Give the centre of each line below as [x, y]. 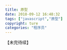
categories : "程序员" [26, 28]
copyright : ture [22, 23]
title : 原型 [16, 10]
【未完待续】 [18, 43]
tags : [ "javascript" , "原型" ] [34, 19]
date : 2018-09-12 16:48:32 [33, 14]
